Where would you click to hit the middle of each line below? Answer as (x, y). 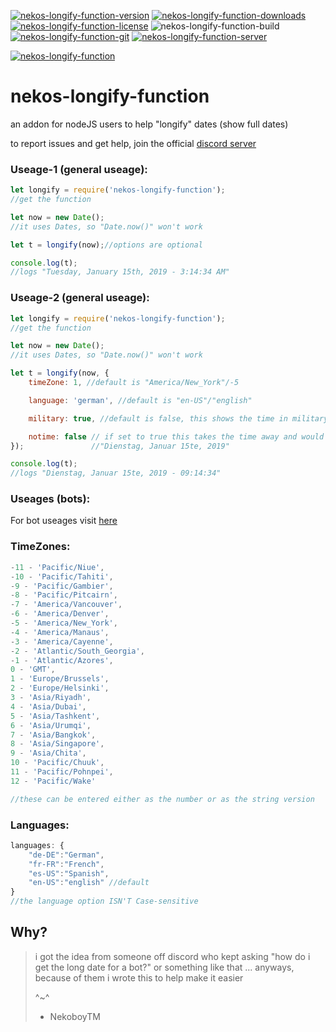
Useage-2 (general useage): (80, 298)
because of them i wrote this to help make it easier (139, 977)
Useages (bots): (50, 499)
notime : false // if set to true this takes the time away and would (176, 436)
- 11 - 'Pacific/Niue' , (57, 567)
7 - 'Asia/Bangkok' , (53, 735)
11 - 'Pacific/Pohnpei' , (62, 772)
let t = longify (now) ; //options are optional (106, 245)
